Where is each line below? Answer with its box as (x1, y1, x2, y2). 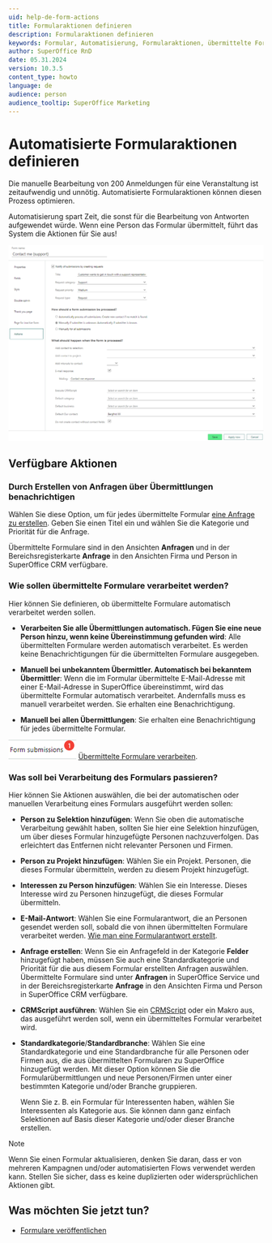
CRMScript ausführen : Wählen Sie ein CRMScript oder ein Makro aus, (19, 1005, 255, 1015)
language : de (8, 81, 53, 89)
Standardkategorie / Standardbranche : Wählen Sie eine (19, 1038, 206, 1047)
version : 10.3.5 (8, 65, 63, 73)
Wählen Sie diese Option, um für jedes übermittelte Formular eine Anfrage (8, 510, 255, 520)
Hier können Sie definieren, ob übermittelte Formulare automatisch (8, 598, 231, 608)
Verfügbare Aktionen (8, 457, 117, 471)
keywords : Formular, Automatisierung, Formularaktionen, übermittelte (8, 39, 252, 47)
